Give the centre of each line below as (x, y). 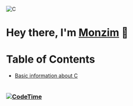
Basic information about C (46, 76)
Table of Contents (51, 59)
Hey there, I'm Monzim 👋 (67, 33)
